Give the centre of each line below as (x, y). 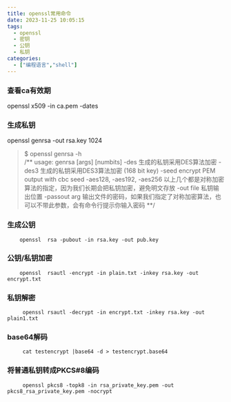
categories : (24, 59)
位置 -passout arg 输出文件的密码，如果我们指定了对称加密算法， (123, 197)
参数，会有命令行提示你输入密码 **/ (104, 205)
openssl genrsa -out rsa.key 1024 (55, 141)
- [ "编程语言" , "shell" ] (46, 65)
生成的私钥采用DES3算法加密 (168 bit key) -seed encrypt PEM (128, 171)
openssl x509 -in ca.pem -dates (53, 106)
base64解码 (28, 337)
